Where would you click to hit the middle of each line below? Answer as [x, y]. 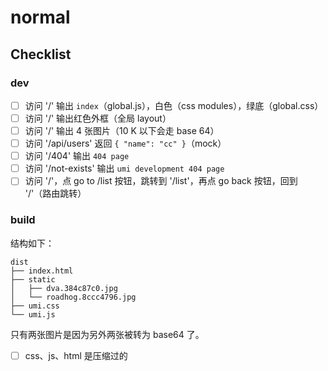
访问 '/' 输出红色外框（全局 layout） [98, 118]
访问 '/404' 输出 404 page [77, 156]
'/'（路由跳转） [55, 193]
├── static [33, 279]
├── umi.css [35, 306]
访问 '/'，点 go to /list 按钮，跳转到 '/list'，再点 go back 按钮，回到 [161, 181]
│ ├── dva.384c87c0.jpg [64, 288]
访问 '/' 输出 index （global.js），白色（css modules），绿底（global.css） [174, 105]
